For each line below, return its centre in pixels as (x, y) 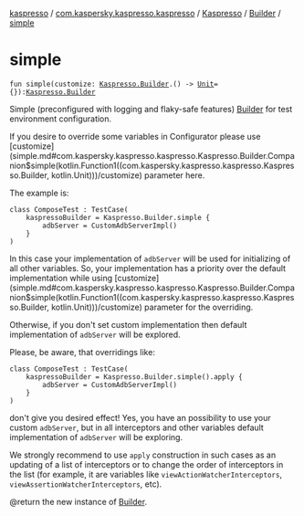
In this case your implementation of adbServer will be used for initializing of (150, 258)
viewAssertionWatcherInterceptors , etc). (86, 484)
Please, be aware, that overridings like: (82, 352)
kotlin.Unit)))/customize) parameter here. (128, 175)
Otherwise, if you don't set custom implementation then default (128, 324)
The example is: (39, 193)
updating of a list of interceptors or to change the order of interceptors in (147, 464)
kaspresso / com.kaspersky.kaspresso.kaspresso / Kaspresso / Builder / (145, 13)
